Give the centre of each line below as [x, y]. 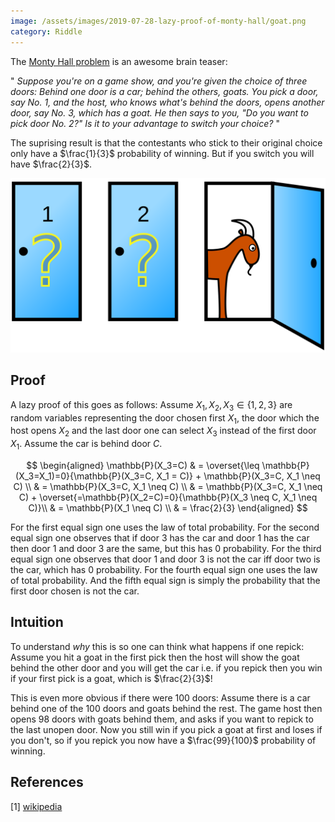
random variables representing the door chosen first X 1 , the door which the [165, 418]
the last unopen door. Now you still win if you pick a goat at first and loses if [166, 729]
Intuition [37, 622]
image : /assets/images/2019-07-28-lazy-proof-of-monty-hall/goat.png [158, 21]
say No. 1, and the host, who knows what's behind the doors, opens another [167, 102]
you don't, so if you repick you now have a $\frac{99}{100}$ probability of [163, 740]
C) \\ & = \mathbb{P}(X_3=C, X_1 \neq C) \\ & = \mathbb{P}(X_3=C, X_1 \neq [168, 487]
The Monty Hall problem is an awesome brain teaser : [119, 61]
